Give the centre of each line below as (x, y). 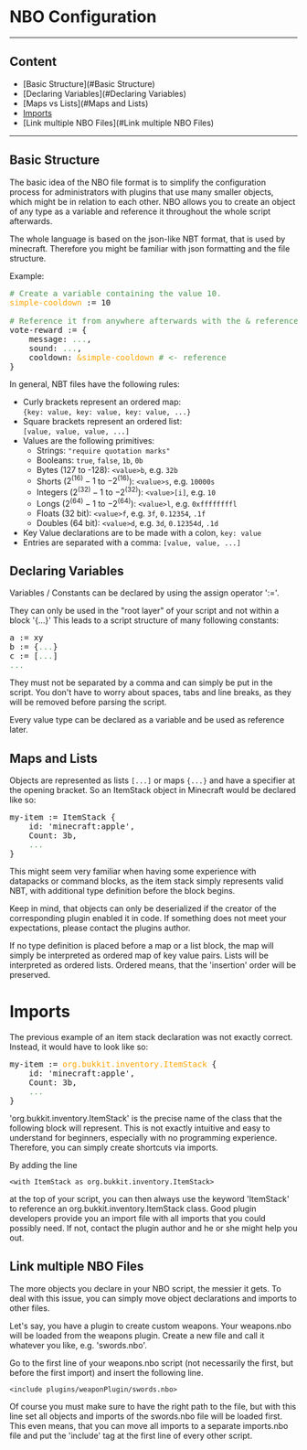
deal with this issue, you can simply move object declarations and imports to (153, 1298)
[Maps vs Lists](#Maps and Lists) (85, 103)
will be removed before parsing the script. (88, 703)
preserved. (30, 975)
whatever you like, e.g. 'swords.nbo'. (79, 1345)
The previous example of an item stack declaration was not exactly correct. (151, 1037)
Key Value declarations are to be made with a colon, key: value (142, 532)
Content (33, 62)
